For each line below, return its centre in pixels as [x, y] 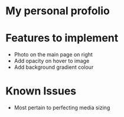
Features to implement [62, 38]
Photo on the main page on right [53, 55]
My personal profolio [58, 11]
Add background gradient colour [54, 67]
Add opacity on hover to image [52, 61]
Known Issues [41, 91]
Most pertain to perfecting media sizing [62, 107]
